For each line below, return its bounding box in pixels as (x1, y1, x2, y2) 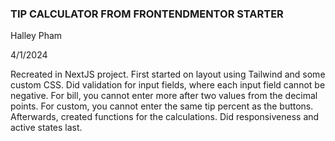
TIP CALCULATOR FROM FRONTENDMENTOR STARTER (10, 7, 284, 21)
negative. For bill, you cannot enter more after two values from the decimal (10, 90, 318, 102)
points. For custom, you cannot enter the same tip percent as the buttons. (10, 100, 314, 112)
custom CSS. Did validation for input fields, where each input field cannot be (10, 79, 326, 91)
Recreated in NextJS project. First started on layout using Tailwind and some (10, 68, 326, 81)
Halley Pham (10, 30, 63, 42)
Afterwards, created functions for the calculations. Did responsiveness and (10, 111, 320, 123)
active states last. (10, 122, 83, 134)
